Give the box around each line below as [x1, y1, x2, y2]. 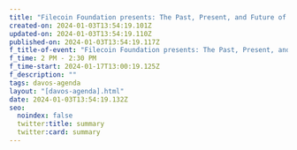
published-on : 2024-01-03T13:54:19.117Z [9, 37, 161, 47]
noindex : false [17, 111, 73, 120]
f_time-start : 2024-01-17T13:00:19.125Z [9, 63, 161, 71]
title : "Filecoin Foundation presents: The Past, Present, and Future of [9, 12, 287, 22]
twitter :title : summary [17, 120, 104, 129]
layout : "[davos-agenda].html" [9, 86, 125, 95]
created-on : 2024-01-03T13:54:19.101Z [9, 21, 152, 30]
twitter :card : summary [17, 128, 101, 137]
